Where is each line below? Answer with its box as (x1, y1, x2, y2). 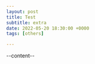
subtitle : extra (6, 20, 47, 25)
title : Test (6, 14, 36, 20)
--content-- (6, 52, 35, 59)
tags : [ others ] (6, 31, 44, 37)
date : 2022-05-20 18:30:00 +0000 (6, 25, 90, 31)
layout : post (6, 8, 39, 15)
